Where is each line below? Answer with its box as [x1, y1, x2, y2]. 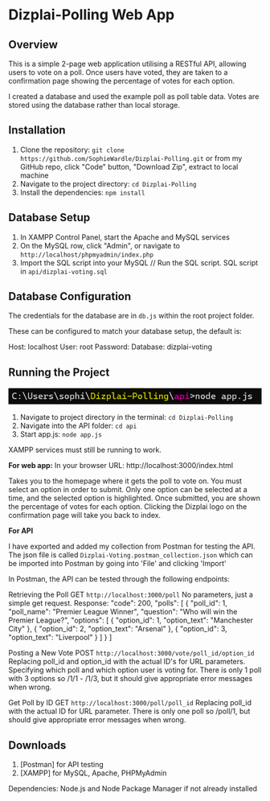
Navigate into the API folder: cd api [19, 421, 137, 431]
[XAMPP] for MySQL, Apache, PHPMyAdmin [19, 768, 167, 778]
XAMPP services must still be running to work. [8, 445, 162, 455]
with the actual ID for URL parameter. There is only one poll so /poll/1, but [8, 706, 251, 717]
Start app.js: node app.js [19, 429, 102, 439]
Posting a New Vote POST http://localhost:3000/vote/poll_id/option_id [8, 648, 255, 658]
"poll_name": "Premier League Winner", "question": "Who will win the [8, 607, 238, 617]
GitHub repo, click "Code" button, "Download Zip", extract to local [19, 162, 239, 171]
